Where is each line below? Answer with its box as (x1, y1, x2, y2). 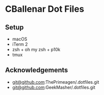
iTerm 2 (12, 41, 28, 47)
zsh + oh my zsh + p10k (12, 47, 60, 52)
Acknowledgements (5, 66, 68, 74)
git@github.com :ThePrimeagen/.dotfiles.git (12, 79, 100, 85)
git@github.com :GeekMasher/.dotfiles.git (12, 84, 96, 90)
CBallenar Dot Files (5, 3, 84, 15)
